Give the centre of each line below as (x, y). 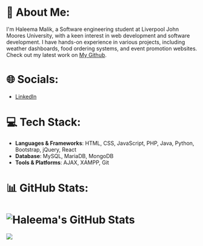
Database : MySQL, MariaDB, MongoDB (64, 156)
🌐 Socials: (32, 80)
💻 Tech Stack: (44, 122)
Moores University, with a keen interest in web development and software (98, 35)
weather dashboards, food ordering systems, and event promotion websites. (102, 48)
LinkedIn (26, 96)
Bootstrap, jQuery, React (46, 149)
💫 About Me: (38, 12)
